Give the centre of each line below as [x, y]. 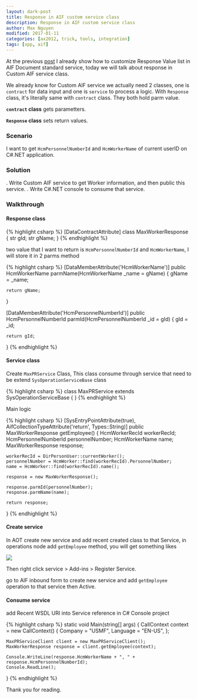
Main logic [19, 409]
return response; [27, 502]
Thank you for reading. [34, 690]
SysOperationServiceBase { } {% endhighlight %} [66, 397]
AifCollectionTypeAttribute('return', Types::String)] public [75, 426]
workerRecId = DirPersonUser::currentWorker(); [66, 456]
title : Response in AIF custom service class [63, 17]
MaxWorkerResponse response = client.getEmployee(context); [81, 647]
